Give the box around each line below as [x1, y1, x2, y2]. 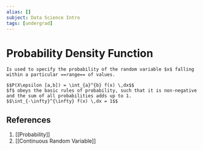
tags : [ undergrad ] [6, 20, 53, 26]
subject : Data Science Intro [6, 15, 80, 21]
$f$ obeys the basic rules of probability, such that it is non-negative [6, 87, 198, 94]
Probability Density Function [6, 46, 154, 60]
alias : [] [6, 9, 32, 15]
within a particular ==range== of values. [6, 72, 115, 78]
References [6, 115, 51, 125]
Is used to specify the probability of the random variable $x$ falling [6, 66, 194, 73]
